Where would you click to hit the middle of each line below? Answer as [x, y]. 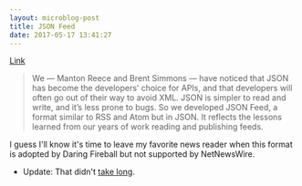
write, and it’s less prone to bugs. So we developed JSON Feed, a [155, 108]
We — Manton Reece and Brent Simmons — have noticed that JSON [160, 78]
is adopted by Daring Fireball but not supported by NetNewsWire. [132, 154]
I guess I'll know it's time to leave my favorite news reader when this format [151, 145]
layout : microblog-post [55, 18]
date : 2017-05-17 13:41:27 [61, 35]
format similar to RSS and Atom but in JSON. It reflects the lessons [157, 117]
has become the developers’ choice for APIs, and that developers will [162, 88]
